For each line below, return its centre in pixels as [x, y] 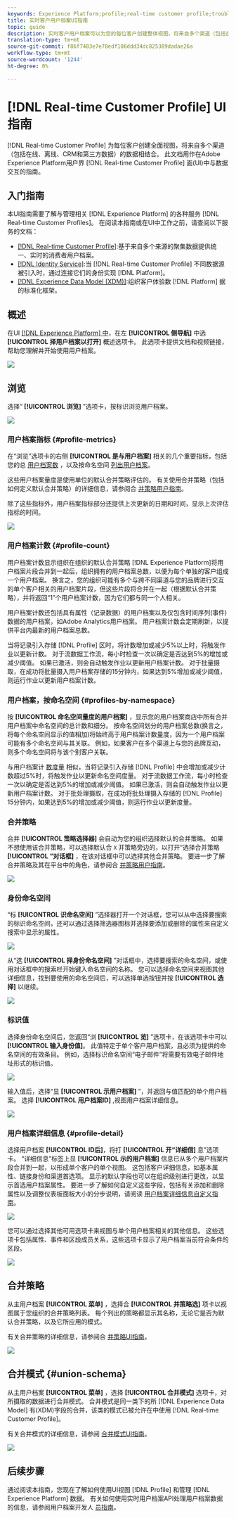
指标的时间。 [26, 512]
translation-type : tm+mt [44, 40]
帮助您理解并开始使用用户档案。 [53, 351]
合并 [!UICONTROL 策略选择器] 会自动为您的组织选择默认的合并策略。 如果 [115, 838]
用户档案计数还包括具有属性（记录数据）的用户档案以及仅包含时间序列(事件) [117, 612]
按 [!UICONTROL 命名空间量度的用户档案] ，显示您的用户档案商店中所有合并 [118, 716]
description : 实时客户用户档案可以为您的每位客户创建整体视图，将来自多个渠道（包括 [117, 33]
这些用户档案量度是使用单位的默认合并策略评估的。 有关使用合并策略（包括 [116, 480]
